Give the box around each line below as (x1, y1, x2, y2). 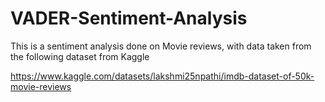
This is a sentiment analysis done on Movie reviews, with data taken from (10, 40, 312, 52)
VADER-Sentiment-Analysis (10, 7, 248, 30)
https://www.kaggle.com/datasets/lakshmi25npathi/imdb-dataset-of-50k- (10, 70, 315, 82)
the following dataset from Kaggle (10, 50, 150, 62)
